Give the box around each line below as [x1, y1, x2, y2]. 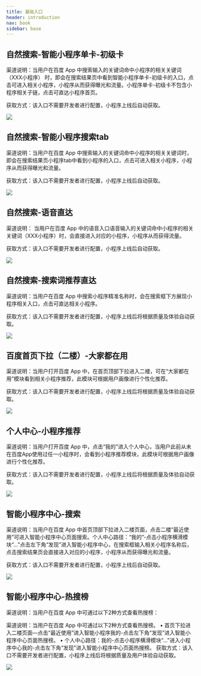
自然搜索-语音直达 [6, 208, 73, 218]
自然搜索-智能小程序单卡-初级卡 [6, 49, 124, 59]
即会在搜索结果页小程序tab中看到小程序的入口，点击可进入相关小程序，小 [6, 157, 187, 164]
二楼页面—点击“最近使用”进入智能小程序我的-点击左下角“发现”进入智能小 [11, 629, 191, 636]
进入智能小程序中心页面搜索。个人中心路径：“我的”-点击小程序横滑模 [19, 533, 188, 540]
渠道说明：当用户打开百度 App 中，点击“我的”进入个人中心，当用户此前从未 [6, 443, 192, 450]
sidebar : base [6, 25, 42, 32]
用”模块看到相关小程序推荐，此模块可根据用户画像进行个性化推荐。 [6, 375, 172, 382]
